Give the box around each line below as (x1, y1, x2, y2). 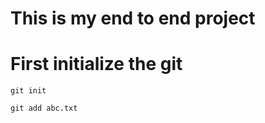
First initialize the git (10, 53, 183, 76)
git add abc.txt (10, 103, 78, 114)
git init (10, 86, 47, 96)
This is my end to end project (10, 7, 256, 30)
